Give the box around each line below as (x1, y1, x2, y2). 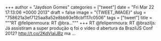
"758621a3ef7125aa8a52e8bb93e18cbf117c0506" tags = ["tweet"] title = (5, 15, 153, 20)
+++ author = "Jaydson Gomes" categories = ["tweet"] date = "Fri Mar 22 (5, 4, 154, 10)
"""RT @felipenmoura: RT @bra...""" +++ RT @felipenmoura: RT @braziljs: (5, 20, 157, 26)
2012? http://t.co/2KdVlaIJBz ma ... (5, 31, 76, 36)
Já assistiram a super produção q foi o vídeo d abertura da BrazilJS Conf (5, 25, 153, 31)
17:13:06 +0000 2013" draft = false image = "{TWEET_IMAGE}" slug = (5, 9, 146, 15)
